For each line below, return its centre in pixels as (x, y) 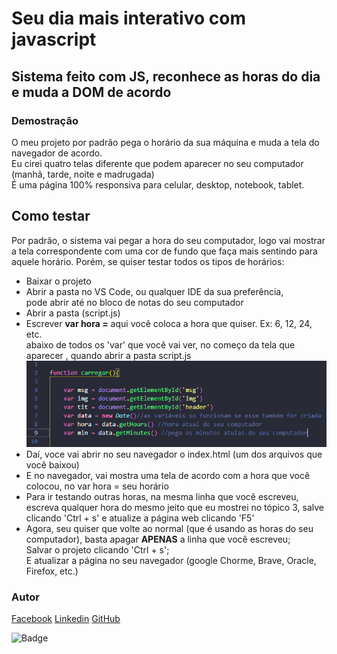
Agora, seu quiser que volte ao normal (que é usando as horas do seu (169, 529)
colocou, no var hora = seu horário (97, 486)
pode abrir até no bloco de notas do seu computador (134, 302)
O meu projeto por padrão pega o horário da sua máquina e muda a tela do (165, 142)
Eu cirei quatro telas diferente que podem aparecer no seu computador (157, 163)
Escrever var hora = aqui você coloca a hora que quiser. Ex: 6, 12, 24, (169, 323)
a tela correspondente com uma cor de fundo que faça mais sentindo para (164, 251)
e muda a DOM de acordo (91, 92)
